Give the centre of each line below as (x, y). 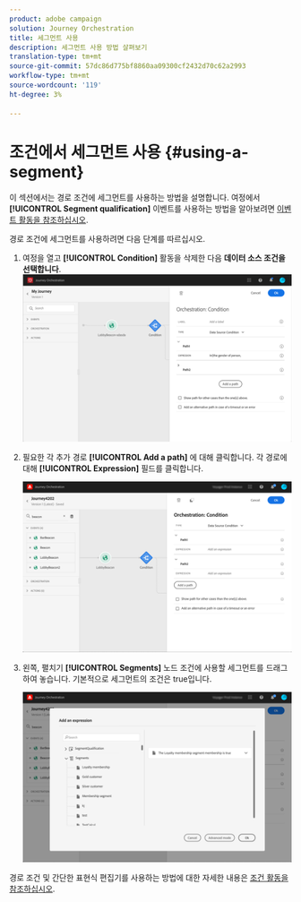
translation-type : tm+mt (56, 57)
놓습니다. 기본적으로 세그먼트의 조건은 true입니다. (125, 679)
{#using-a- (206, 152)
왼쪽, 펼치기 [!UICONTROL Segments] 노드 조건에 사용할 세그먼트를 (143, 667)
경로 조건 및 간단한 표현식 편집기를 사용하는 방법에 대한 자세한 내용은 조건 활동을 (149, 878)
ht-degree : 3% (36, 94)
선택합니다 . (42, 270)
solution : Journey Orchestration (72, 28)
